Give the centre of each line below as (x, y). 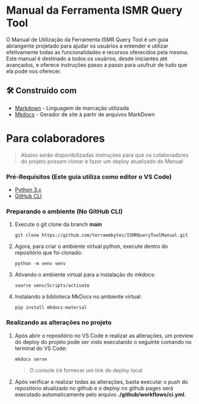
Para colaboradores (56, 138)
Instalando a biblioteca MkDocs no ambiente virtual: (78, 297)
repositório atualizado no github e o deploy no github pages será (94, 388)
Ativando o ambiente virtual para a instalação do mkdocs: (85, 275)
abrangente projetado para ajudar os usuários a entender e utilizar (87, 46)
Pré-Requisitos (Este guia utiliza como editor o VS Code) (89, 176)
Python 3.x (28, 189)
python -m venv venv (40, 264)
